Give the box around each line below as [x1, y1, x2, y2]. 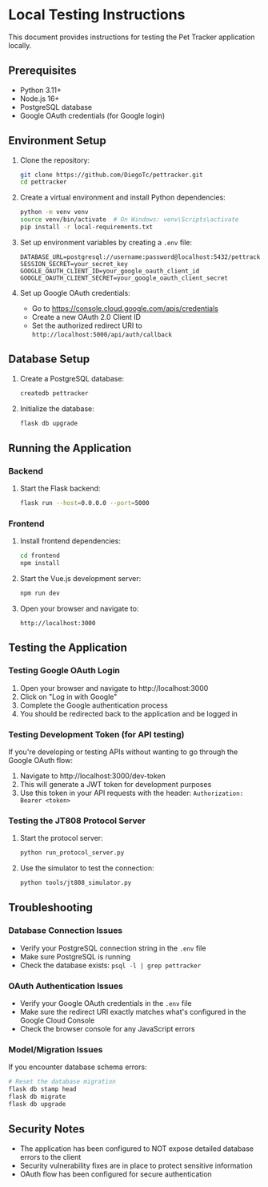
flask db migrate [8, 1092, 66, 1101]
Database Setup [8, 353, 90, 366]
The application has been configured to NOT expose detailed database [19, 1144, 254, 1153]
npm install [19, 559, 60, 567]
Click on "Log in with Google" [19, 692, 118, 701]
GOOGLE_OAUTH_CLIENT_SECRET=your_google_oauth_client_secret [19, 274, 229, 282]
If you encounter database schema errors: [8, 1062, 147, 1072]
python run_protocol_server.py [19, 849, 125, 857]
